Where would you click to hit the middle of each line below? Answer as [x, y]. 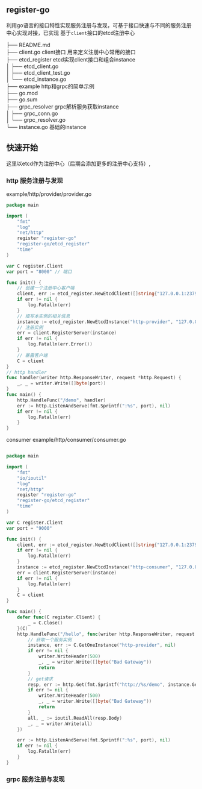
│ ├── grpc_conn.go [32, 113]
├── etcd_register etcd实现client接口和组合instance [71, 59]
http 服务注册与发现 [35, 180]
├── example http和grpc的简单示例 [50, 86]
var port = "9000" [29, 528]
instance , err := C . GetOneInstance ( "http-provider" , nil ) [102, 645]
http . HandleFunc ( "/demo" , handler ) [62, 400]
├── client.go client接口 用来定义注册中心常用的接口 [71, 52]
